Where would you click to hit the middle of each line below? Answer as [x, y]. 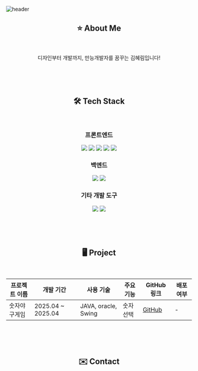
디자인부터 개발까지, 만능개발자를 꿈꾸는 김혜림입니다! [99, 58]
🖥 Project [99, 253]
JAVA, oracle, [98, 306]
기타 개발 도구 [99, 196]
